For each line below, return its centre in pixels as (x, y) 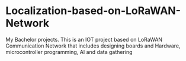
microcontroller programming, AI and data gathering (69, 52)
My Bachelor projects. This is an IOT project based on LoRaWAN (84, 39)
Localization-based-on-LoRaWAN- (93, 11)
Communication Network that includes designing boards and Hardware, (93, 46)
